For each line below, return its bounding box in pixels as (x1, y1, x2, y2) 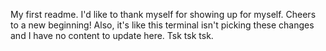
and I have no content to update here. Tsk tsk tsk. (10, 30, 214, 41)
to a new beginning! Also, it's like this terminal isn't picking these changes (10, 19, 315, 31)
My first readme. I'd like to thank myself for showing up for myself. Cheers (10, 9, 317, 20)
